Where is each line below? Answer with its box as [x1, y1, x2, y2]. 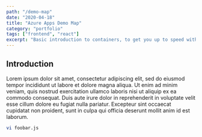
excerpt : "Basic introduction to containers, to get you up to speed [6, 37, 185, 43]
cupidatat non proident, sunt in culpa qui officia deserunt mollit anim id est [6, 106, 191, 114]
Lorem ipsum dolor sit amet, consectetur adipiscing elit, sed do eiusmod [6, 75, 185, 82]
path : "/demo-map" [6, 8, 52, 15]
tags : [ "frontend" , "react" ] [6, 31, 79, 37]
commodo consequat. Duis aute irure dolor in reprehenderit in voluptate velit [6, 94, 195, 101]
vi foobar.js [6, 124, 39, 131]
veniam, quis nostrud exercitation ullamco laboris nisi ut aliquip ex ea [6, 88, 177, 95]
